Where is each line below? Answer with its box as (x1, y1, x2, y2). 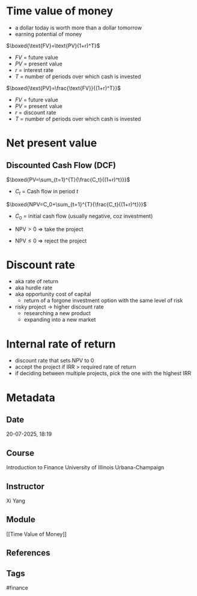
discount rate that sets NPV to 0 (14, 357, 94, 364)
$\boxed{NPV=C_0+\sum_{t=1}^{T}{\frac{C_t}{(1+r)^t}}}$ (6, 200, 147, 208)
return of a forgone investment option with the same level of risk (23, 297, 183, 304)
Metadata (6, 391, 55, 405)
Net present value (6, 136, 97, 150)
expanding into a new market (23, 316, 96, 324)
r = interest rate (14, 66, 54, 73)
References (6, 548, 50, 558)
